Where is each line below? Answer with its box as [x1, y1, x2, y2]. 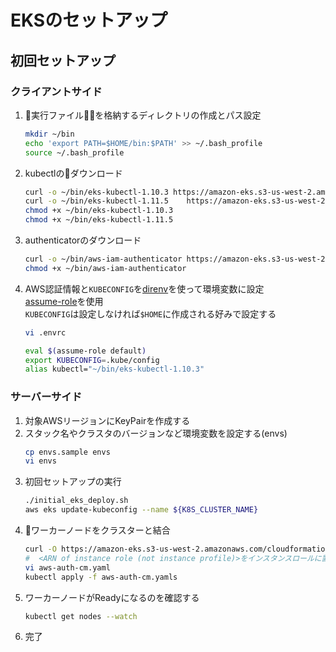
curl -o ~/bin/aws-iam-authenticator [24, 254, 183, 264]
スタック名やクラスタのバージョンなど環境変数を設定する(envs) [24, 427, 288, 439]
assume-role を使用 [24, 295, 104, 307]
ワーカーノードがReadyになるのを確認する [24, 591, 200, 603]
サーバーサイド [10, 390, 83, 404]
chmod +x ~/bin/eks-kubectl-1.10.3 [24, 206, 174, 216]
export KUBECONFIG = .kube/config [24, 355, 160, 365]
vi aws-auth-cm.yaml [24, 562, 111, 573]
